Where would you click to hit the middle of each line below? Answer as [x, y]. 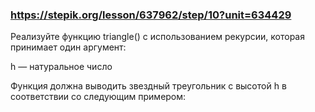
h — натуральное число [61, 67]
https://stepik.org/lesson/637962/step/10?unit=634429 [151, 15]
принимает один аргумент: [68, 47]
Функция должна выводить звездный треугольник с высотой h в [148, 86]
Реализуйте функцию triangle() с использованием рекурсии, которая [157, 37]
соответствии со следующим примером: [98, 97]
